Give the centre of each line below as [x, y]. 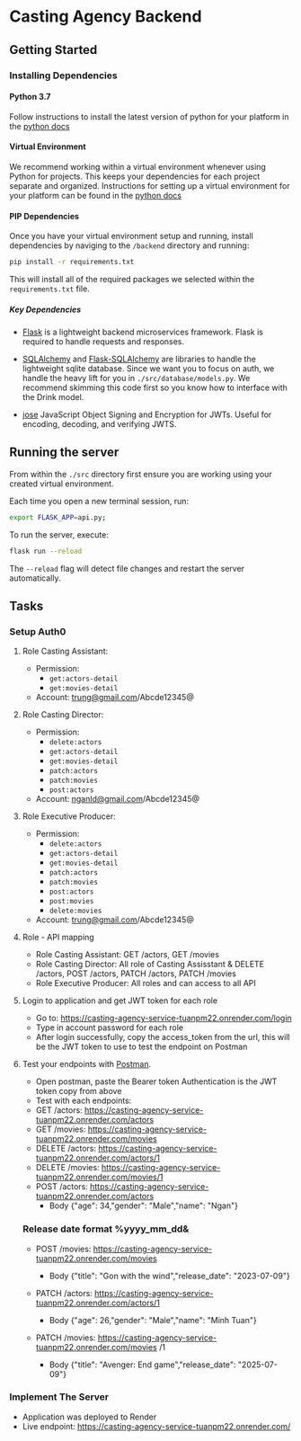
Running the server [64, 453]
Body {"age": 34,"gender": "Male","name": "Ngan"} [143, 1205]
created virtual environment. [62, 484]
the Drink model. [53, 396]
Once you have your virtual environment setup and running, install [131, 236]
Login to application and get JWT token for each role [120, 1001]
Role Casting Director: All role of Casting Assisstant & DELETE [150, 965]
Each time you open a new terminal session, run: [99, 501]
